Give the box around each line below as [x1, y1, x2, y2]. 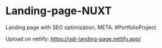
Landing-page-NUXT [5, 4, 112, 18]
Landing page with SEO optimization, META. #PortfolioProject [5, 24, 156, 31]
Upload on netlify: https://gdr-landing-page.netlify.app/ [5, 35, 141, 42]
